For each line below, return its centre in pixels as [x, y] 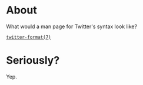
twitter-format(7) [29, 37]
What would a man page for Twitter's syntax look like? [71, 26]
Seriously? [33, 61]
